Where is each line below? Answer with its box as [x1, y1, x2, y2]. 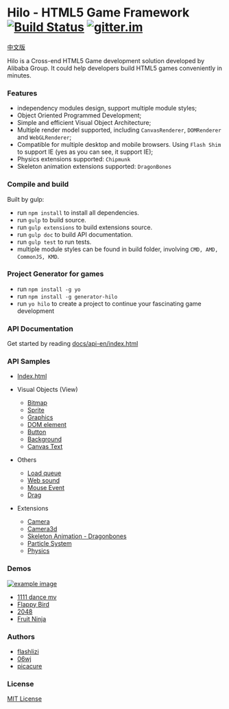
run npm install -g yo [16, 285, 81, 293]
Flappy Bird [16, 600, 50, 608]
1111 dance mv [16, 592, 57, 601]
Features [7, 88, 38, 97]
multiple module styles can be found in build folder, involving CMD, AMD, [16, 245, 218, 253]
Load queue [27, 469, 62, 478]
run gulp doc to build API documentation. [16, 230, 134, 238]
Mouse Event [27, 484, 65, 492]
